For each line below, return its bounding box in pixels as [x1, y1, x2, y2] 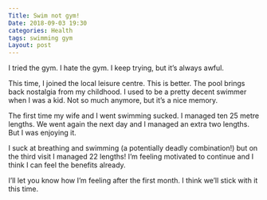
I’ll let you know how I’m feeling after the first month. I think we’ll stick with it [8, 176, 258, 186]
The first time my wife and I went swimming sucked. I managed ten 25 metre [8, 111, 260, 120]
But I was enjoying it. [8, 128, 77, 138]
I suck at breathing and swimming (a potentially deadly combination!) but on [8, 143, 258, 153]
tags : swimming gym [8, 33, 73, 42]
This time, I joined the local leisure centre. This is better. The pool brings [8, 79, 245, 88]
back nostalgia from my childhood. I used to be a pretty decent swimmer [8, 87, 247, 96]
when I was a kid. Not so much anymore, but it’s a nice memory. [8, 96, 218, 105]
